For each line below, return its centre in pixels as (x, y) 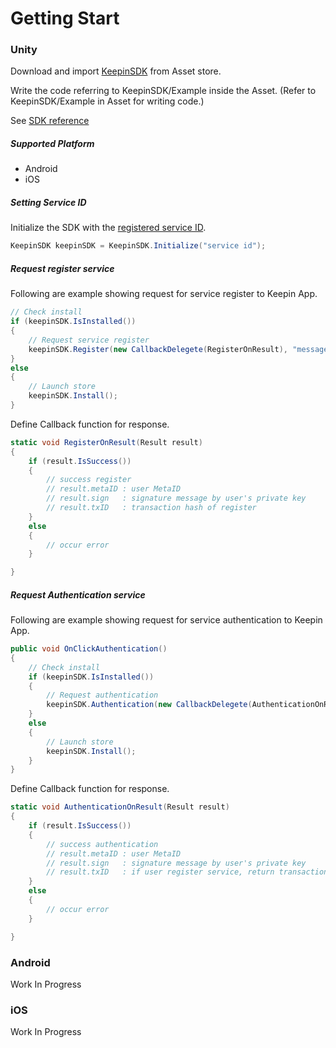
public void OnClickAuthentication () (89, 649)
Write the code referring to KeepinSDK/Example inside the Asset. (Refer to (163, 91)
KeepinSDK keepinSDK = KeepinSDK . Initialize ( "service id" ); (138, 246)
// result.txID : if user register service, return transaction (187, 872)
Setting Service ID (48, 203)
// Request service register (89, 340)
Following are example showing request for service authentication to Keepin (166, 620)
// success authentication (102, 844)
